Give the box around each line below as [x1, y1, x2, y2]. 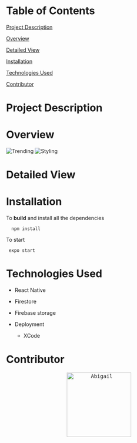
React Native [14, 287, 46, 294]
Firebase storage [14, 309, 56, 317]
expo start [8, 248, 35, 254]
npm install [11, 226, 41, 232]
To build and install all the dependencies [6, 215, 105, 222]
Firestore [14, 298, 37, 305]
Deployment [14, 321, 45, 328]
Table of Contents [6, 4, 95, 18]
